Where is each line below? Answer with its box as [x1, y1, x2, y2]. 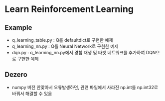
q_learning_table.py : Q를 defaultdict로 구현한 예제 [11, 37, 113, 43]
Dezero [4, 71, 28, 79]
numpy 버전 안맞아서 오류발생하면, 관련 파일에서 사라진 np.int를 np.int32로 [11, 84, 158, 90]
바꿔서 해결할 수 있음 [11, 91, 52, 97]
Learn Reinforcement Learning [4, 3, 134, 15]
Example [4, 23, 32, 32]
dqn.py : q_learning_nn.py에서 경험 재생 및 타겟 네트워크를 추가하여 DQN [11, 50, 156, 55]
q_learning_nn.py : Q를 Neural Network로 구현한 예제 [11, 43, 119, 49]
